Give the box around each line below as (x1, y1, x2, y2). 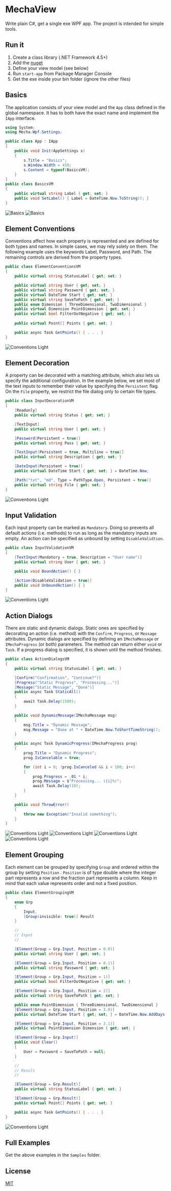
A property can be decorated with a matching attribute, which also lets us (5, 372, 159, 378)
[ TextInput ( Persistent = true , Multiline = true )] (14, 450, 124, 455)
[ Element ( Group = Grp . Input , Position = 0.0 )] (14, 946, 115, 952)
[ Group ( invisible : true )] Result (23, 914, 95, 919)
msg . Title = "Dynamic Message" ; (23, 722, 93, 727)
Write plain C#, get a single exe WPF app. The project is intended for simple (5, 20, 164, 27)
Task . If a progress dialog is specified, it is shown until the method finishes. (5, 647, 162, 653)
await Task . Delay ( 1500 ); (23, 699, 76, 704)
